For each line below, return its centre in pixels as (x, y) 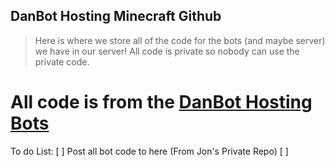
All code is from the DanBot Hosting (161, 102)
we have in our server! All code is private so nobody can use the (167, 51)
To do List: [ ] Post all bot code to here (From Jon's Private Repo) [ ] (149, 151)
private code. (62, 61)
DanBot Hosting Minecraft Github (116, 16)
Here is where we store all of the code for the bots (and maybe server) (180, 40)
